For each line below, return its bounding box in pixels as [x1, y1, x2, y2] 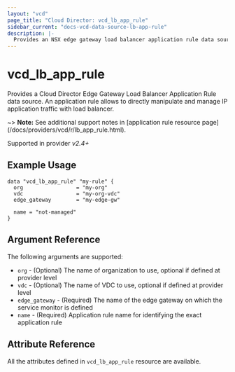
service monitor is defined [17, 303, 93, 312]
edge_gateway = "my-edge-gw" [13, 196, 120, 203]
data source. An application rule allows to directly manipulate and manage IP [7, 97, 228, 106]
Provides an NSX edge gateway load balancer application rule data [13, 36, 215, 43]
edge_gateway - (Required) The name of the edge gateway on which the [17, 296, 222, 304]
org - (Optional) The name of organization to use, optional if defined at [17, 266, 220, 274]
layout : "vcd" [7, 10, 49, 18]
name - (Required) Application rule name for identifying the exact [17, 310, 202, 319]
